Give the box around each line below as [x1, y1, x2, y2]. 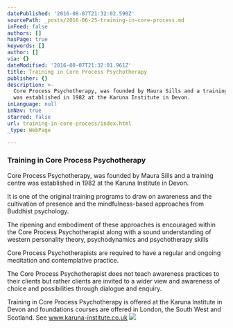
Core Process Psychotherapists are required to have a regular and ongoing [7, 248, 221, 257]
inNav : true [7, 107, 42, 114]
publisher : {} [7, 74, 49, 82]
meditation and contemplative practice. [7, 256, 119, 264]
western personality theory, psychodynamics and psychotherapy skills [7, 235, 209, 243]
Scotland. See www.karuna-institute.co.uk [7, 313, 128, 322]
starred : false [7, 113, 51, 120]
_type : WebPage [7, 126, 51, 133]
